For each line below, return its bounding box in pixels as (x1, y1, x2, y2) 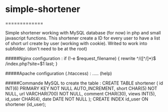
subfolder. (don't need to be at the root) (5, 45, 88, 51)
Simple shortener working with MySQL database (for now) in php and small (5, 29, 161, 35)
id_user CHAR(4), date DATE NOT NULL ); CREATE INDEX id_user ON (5, 96, 148, 102)
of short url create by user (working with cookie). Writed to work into (5, 40, 147, 46)
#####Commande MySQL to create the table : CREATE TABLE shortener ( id (5, 80, 163, 86)
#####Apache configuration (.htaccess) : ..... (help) (5, 70, 112, 76)
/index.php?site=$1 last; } (5, 60, 58, 66)
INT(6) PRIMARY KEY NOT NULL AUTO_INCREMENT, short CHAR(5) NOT (5, 85, 157, 91)
